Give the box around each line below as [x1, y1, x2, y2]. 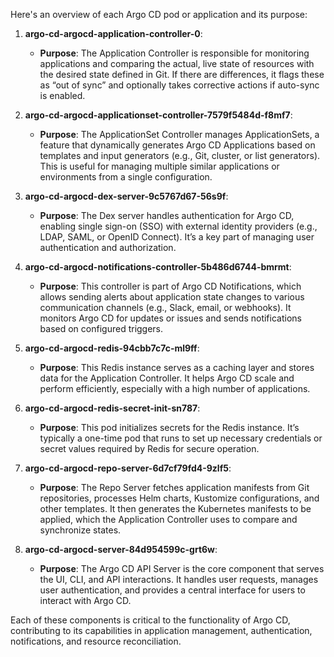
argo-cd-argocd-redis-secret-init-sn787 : [24, 402, 201, 414]
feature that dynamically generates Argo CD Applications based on [39, 139, 316, 151]
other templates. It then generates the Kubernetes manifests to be [39, 503, 312, 514]
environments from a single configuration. [39, 171, 213, 183]
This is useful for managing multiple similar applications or [39, 160, 280, 172]
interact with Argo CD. [39, 595, 132, 606]
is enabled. [39, 90, 86, 101]
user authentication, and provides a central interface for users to [39, 584, 306, 596]
